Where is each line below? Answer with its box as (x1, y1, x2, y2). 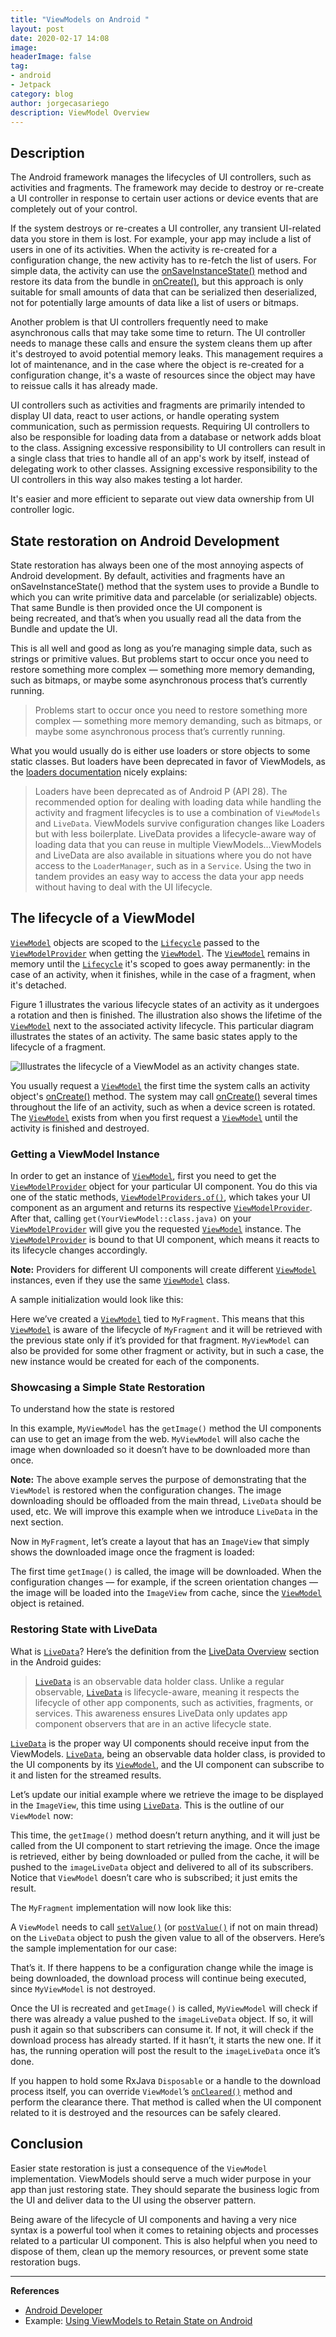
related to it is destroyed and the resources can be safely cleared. (10, 2106, 282, 2118)
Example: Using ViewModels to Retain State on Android (24, 2314, 253, 2326)
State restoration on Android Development (10, 532, 280, 550)
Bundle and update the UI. (10, 623, 118, 635)
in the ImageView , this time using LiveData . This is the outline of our (10, 1799, 285, 1811)
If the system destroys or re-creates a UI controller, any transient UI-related (10, 222, 322, 235)
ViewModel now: (10, 1809, 74, 1821)
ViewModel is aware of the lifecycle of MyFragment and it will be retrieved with (10, 1324, 323, 1336)
